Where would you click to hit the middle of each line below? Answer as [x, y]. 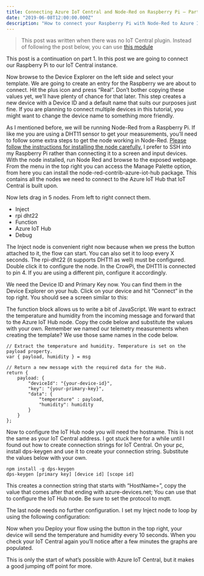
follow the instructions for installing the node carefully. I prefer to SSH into [99, 147]
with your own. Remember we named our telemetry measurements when [97, 328]
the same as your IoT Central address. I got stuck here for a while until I [95, 439]
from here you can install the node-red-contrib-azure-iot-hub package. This [102, 173]
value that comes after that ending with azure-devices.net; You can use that [101, 492]
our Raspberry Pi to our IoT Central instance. [62, 65]
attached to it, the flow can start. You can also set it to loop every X [90, 254]
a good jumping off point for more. [49, 566]
